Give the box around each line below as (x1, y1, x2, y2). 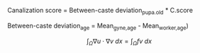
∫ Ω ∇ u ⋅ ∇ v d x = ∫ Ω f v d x (86, 37, 152, 47)
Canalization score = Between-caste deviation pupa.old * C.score (7, 6, 194, 16)
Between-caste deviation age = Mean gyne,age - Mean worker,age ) (7, 21, 189, 31)
